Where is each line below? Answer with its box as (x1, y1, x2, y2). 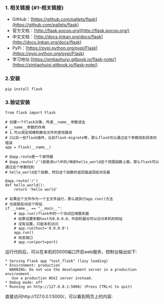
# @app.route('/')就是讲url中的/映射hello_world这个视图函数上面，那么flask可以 (5, 159, 159, 164)
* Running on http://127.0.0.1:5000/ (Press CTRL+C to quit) (5, 284, 133, 289)
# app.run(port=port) (14, 239, 58, 244)
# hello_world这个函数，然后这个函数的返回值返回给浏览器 (5, 170, 110, 175)
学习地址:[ (12, 56, 33, 62)
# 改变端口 (14, 235, 33, 240)
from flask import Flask (5, 110, 56, 115)
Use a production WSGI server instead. (11, 276, 93, 281)
